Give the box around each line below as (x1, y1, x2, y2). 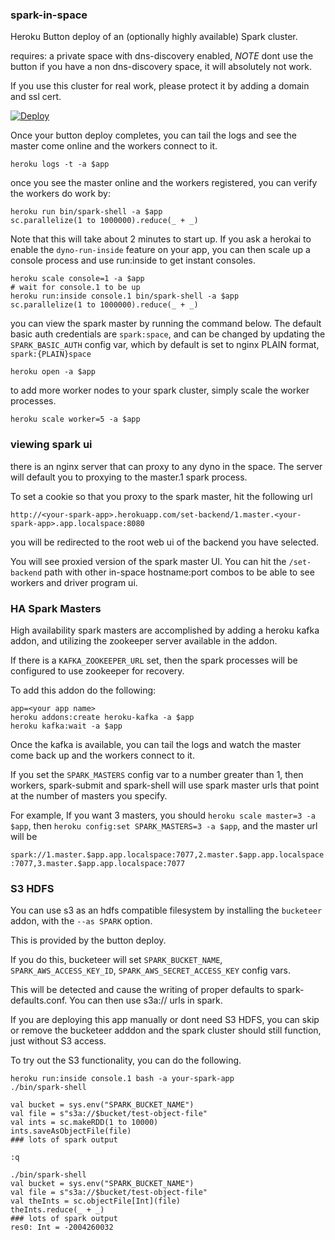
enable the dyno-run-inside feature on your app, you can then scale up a (10, 244, 311, 256)
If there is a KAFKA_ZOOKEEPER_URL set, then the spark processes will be (10, 654, 298, 666)
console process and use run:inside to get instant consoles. (10, 254, 257, 267)
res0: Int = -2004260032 (10, 1223, 114, 1233)
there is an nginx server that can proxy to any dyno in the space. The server (10, 460, 323, 472)
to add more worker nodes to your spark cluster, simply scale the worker (10, 384, 310, 397)
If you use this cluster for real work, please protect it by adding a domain (10, 80, 310, 92)
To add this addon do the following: (10, 684, 157, 696)
